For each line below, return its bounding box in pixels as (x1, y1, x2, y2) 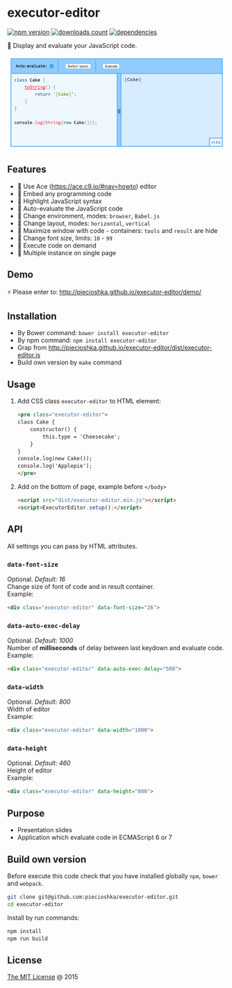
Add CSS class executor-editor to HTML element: (17, 397, 161, 405)
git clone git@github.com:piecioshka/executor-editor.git (7, 893, 179, 900)
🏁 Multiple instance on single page (17, 248, 117, 257)
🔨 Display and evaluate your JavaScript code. (7, 41, 138, 49)
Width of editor (7, 705, 51, 713)
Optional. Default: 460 (7, 759, 71, 768)
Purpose (7, 807, 45, 819)
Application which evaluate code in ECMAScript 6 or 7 (17, 833, 172, 842)
